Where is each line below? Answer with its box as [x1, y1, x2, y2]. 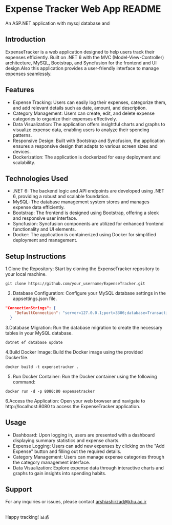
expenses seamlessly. [5, 71, 52, 77]
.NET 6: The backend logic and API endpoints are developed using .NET [12, 188, 165, 194]
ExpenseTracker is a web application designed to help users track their [5, 48, 155, 55]
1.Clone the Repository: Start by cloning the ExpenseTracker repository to [5, 266, 160, 272]
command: [12, 379, 36, 385]
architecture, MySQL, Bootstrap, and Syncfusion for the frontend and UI [5, 60, 157, 66]
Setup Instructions [5, 252, 66, 260]
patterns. [12, 132, 32, 138]
